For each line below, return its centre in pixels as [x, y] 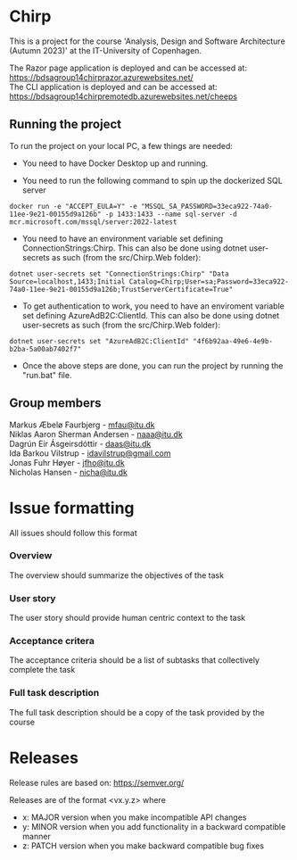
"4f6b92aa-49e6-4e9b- [233, 341]
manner [36, 836]
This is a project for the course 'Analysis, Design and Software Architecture [147, 41]
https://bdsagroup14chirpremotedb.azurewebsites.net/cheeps [124, 96]
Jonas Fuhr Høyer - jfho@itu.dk [67, 462]
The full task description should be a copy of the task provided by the [137, 712]
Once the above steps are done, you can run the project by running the [153, 365]
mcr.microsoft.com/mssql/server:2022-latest [93, 222]
